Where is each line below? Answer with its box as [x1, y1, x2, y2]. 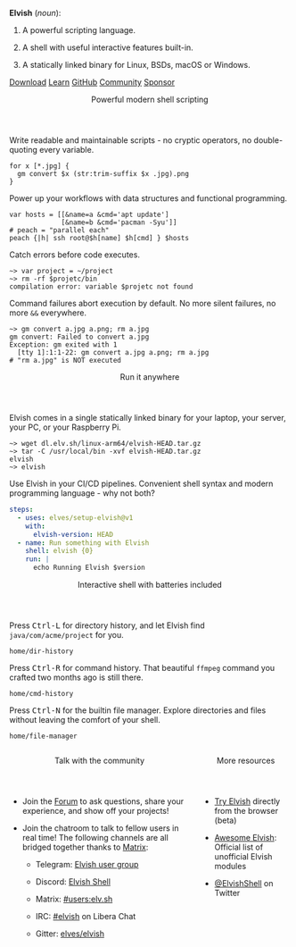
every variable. [39, 145, 95, 155]
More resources [217, 755, 275, 766]
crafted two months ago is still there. [9, 672, 144, 683]
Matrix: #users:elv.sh [35, 893, 113, 904]
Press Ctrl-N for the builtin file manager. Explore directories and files [9, 705, 267, 716]
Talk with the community [54, 755, 145, 766]
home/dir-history [9, 647, 74, 656]
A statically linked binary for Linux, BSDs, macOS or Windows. [21, 60, 251, 70]
